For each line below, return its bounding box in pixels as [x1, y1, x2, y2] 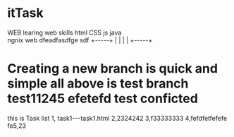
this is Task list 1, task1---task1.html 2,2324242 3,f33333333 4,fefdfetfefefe [7, 114, 228, 122]
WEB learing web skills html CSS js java [7, 28, 122, 37]
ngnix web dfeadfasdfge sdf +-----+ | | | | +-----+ [7, 35, 153, 44]
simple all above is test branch [7, 76, 189, 92]
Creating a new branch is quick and [7, 61, 218, 77]
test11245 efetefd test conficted [7, 90, 199, 107]
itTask [7, 5, 44, 21]
